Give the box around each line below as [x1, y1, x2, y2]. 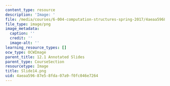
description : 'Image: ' [5, 12, 56, 17]
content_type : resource [5, 7, 56, 13]
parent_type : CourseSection [5, 59, 65, 64]
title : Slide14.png [5, 69, 47, 74]
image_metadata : [5, 26, 39, 31]
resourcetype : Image [5, 64, 49, 69]
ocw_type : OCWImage [5, 50, 47, 55]
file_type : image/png [5, 21, 51, 27]
